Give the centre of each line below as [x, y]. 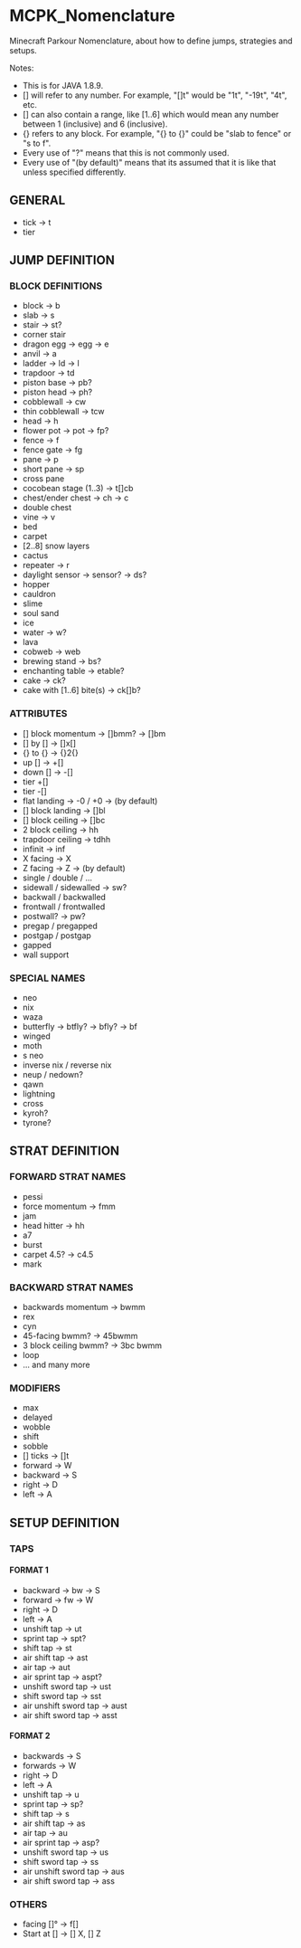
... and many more [56, 1365]
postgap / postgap [57, 935]
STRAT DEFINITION [65, 1151]
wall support [46, 955]
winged [37, 1036]
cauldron [39, 594]
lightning [39, 1094]
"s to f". [37, 143]
